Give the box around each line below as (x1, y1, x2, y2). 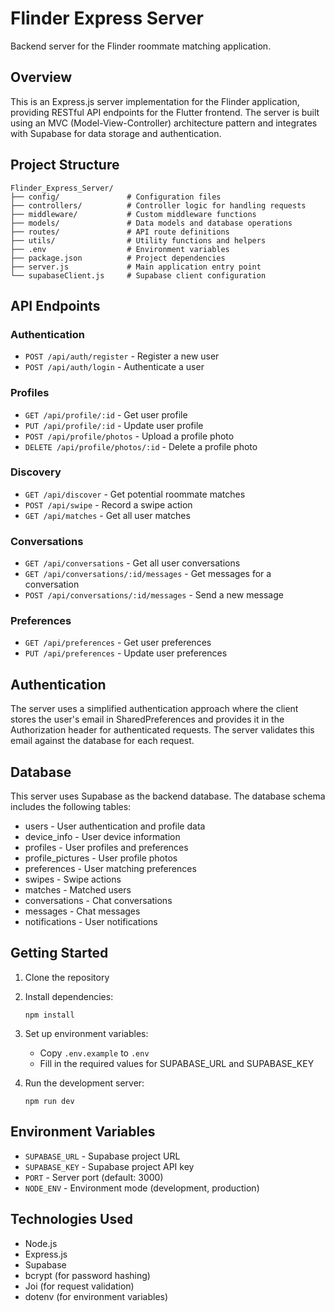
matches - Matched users (24, 884, 132, 896)
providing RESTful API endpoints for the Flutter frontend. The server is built (10, 106, 320, 118)
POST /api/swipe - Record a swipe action (24, 498, 193, 511)
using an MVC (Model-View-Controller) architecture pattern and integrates (10, 117, 318, 129)
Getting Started (10, 945, 109, 962)
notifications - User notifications (24, 916, 158, 928)
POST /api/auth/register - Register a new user (24, 350, 220, 362)
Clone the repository (24, 971, 110, 983)
